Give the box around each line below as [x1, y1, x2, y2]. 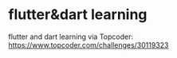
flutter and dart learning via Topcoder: [8, 32, 134, 41]
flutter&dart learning [8, 6, 147, 24]
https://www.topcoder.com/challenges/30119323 [8, 40, 169, 49]
